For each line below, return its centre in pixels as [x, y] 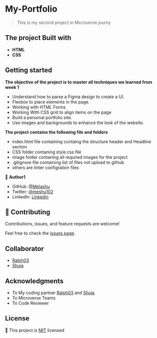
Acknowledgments [35, 281]
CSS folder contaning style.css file [47, 152]
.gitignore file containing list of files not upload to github [68, 162]
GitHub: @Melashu [31, 186]
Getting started [29, 70]
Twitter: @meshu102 [33, 191]
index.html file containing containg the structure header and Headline [82, 141]
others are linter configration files [45, 168]
